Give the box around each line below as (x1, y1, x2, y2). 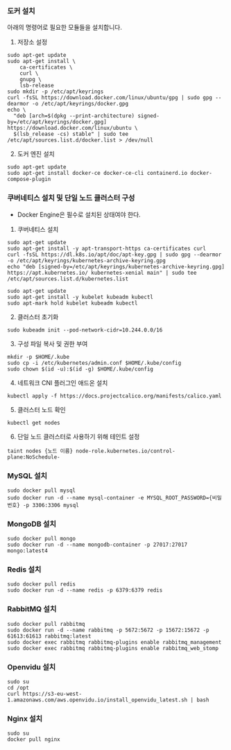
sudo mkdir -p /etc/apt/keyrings (7, 88, 104, 95)
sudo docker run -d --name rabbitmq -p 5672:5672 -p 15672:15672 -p (7, 627, 209, 633)
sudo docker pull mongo (7, 536, 76, 543)
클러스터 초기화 (17, 312, 59, 321)
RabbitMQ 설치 (7, 604, 57, 614)
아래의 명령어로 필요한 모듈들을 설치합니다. (7, 23, 123, 32)
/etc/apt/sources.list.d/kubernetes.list (7, 275, 129, 282)
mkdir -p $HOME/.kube (7, 353, 70, 360)
